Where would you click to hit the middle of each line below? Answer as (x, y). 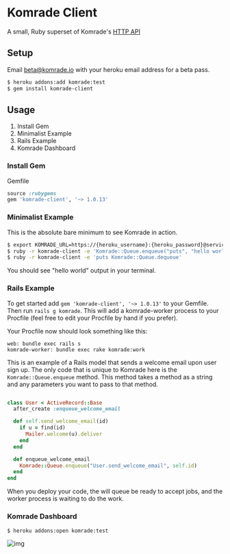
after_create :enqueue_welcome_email (67, 409)
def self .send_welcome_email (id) (61, 421)
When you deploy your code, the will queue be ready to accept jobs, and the (115, 492)
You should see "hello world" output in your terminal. (81, 270)
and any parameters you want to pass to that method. (83, 384)
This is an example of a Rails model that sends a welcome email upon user (112, 362)
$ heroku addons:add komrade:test (56, 82)
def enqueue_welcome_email (52, 459)
